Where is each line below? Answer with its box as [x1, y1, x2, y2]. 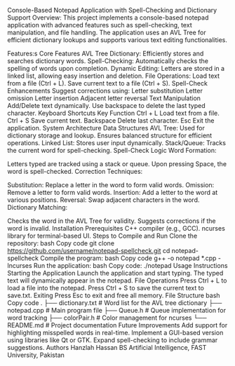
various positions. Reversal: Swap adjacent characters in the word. [7, 196, 200, 204]
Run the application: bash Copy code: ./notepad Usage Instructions [34, 262, 228, 269]
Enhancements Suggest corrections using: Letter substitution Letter [7, 87, 203, 95]
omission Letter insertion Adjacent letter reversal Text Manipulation [7, 94, 201, 102]
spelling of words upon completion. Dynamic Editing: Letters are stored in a [7, 65, 225, 72]
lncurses [7, 262, 33, 269]
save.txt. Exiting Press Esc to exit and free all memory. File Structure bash [7, 291, 220, 299]
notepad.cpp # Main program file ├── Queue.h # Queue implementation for [7, 306, 227, 314]
